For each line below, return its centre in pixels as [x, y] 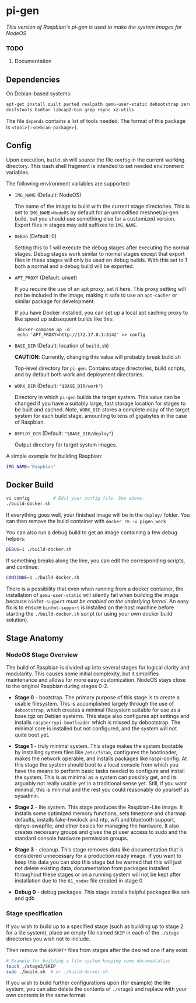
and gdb [24, 898]
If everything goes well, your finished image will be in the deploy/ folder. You [98, 515]
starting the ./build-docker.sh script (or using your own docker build [89, 613]
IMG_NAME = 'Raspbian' [31, 466]
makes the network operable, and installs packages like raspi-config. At [101, 758]
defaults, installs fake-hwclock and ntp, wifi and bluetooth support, [95, 820]
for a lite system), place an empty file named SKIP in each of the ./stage [93, 932]
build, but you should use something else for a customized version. [95, 218]
